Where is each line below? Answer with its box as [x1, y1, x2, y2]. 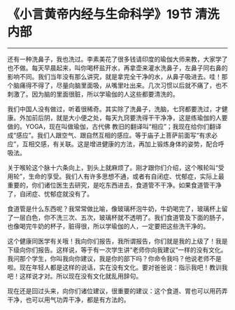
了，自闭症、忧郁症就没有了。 [7, 190, 93, 198]
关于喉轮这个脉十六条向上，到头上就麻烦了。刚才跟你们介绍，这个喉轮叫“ [7, 163, 219, 171]
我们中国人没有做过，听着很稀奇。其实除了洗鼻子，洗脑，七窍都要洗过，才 [7, 104, 222, 113]
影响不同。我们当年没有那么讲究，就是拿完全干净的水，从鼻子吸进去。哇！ [7, 72, 222, 80]
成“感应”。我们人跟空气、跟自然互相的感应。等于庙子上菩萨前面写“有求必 [7, 131, 218, 139]
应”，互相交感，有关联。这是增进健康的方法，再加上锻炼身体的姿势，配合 [7, 139, 219, 148]
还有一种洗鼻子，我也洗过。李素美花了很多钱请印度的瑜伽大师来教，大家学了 [7, 55, 228, 63]
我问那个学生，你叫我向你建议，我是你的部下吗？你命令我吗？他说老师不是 [7, 254, 222, 262]
